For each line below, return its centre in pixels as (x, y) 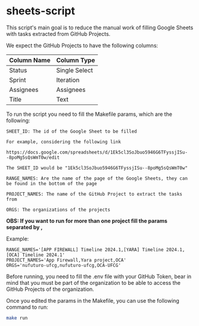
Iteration (68, 80)
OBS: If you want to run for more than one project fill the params (87, 221)
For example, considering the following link (63, 142)
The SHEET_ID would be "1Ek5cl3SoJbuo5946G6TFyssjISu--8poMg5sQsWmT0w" (97, 168)
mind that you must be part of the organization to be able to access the (93, 282)
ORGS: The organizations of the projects (58, 210)
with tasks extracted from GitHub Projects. (58, 33)
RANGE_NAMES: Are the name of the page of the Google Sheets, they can (97, 178)
